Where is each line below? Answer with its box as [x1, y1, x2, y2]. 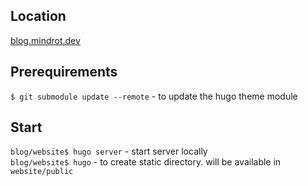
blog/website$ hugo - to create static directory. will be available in [10, 156, 282, 168]
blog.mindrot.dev [10, 34, 81, 46]
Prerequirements [10, 64, 118, 81]
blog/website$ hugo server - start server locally [10, 145, 208, 158]
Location [10, 8, 67, 25]
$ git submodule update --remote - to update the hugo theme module [10, 90, 298, 102]
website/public [10, 167, 74, 177]
